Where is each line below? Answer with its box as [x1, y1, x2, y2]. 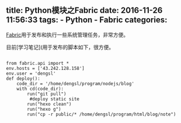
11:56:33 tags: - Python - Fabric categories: [6, 15, 168, 25]
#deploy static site [29, 96, 80, 102]
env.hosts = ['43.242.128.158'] [6, 65, 85, 71]
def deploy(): [6, 75, 41, 82]
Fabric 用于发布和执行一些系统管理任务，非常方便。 [6, 31, 129, 38]
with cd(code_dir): [16, 86, 64, 92]
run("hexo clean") [27, 101, 72, 107]
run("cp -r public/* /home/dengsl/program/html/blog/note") [27, 111, 176, 117]
